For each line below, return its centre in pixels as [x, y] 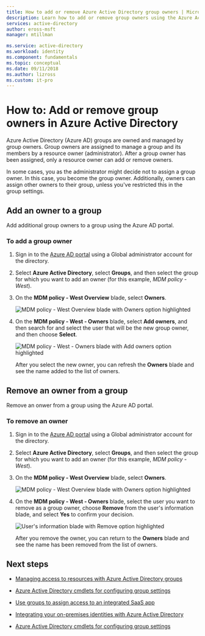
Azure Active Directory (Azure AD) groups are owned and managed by [95, 140]
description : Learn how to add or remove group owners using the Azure [99, 18]
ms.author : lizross [31, 74]
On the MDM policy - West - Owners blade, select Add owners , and [101, 322]
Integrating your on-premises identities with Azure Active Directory [99, 615]
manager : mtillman [30, 35]
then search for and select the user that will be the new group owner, [102, 328]
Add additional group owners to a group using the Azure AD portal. [90, 225]
